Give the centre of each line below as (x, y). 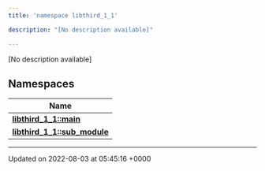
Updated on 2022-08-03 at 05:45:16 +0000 (80, 159)
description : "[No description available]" (81, 30)
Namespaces (41, 84)
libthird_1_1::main (47, 119)
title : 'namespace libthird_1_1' (63, 15)
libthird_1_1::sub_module (60, 132)
